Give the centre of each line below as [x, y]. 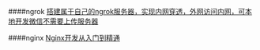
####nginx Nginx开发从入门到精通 [64, 38]
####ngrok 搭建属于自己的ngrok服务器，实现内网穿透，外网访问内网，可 [127, 11]
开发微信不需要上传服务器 [57, 21]
